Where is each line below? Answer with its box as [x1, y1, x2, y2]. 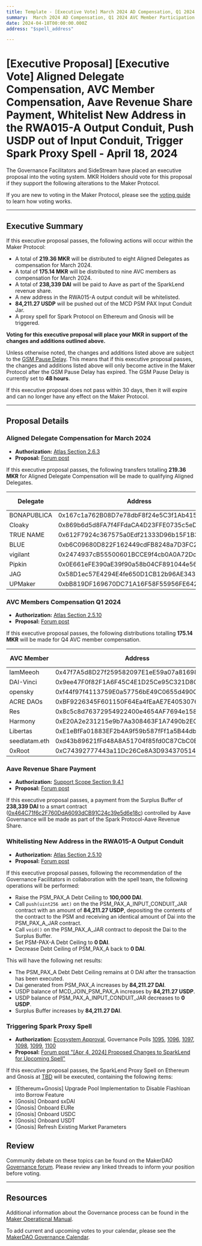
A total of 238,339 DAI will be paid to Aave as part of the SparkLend [14, 281, 185, 287]
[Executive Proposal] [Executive [6, 57, 170, 71]
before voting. [6, 1169, 41, 1177]
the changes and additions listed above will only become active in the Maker [6, 362, 195, 369]
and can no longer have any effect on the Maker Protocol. [6, 393, 149, 400]
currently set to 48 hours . [6, 375, 70, 382]
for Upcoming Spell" [14, 1055, 66, 1062]
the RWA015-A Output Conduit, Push [6, 121, 194, 135]
